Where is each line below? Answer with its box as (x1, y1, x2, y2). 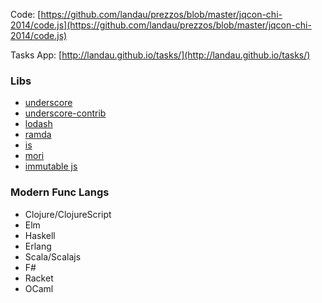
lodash (24, 118, 53, 130)
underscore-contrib (24, 107, 107, 119)
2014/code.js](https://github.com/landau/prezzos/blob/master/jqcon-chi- (10, 19, 312, 31)
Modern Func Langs (10, 185, 110, 199)
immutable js (24, 160, 78, 173)
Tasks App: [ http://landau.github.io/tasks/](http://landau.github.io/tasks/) (10, 49, 311, 61)
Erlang (24, 240, 52, 252)
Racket (24, 272, 54, 284)
